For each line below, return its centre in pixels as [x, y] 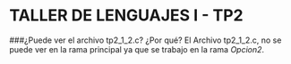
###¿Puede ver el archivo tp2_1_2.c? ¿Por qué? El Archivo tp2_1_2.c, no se [145, 40]
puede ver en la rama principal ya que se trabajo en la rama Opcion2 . [137, 49]
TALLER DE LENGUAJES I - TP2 [126, 16]
